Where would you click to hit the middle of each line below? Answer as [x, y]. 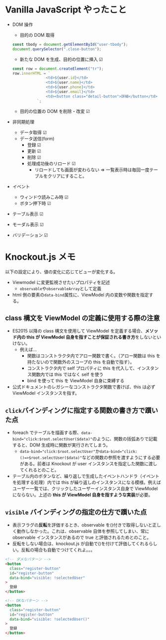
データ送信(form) [37, 138]
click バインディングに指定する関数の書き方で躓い [82, 410]
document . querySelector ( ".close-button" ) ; [57, 49]
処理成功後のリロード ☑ [51, 163]
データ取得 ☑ [33, 132]
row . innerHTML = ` [31, 73]
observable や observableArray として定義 [60, 288]
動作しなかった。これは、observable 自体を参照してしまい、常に [83, 531]
